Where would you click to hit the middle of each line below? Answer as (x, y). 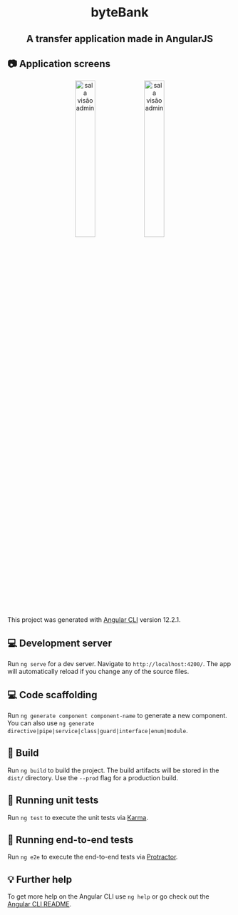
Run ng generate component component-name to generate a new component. (118, 716)
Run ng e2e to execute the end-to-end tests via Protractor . (93, 857)
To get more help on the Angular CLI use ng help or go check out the (108, 896)
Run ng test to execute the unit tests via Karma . (78, 817)
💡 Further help (40, 879)
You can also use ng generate (51, 723)
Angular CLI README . (40, 904)
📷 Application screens (59, 64)
